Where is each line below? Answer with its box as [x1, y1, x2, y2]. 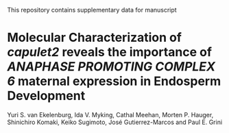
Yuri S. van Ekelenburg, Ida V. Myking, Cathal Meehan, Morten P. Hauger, [7, 110, 214, 119]
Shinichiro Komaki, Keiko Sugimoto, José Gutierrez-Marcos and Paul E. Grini [7, 118, 223, 126]
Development [7, 88, 86, 104]
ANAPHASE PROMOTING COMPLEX [7, 59, 216, 75]
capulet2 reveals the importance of [7, 45, 213, 60]
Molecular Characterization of [7, 30, 182, 45]
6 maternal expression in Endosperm [7, 73, 221, 89]
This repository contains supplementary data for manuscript [7, 6, 177, 14]
